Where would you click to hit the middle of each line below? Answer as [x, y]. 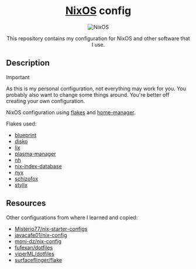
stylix [21, 185]
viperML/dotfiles [34, 254]
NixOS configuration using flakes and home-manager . [71, 112]
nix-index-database [38, 166]
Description [28, 63]
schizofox [26, 178]
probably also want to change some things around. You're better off [88, 94]
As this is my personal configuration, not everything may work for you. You [96, 88]
